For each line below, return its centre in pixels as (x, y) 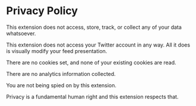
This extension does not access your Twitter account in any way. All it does (98, 45)
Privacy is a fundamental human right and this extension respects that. (92, 97)
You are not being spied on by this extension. (61, 85)
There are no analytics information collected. (61, 74)
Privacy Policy (42, 11)
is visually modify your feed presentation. (57, 51)
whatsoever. (21, 33)
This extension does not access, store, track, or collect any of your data (94, 27)
